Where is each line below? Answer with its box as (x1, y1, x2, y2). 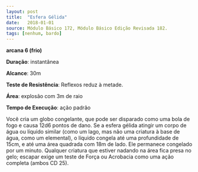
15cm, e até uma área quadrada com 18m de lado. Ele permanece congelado (6, 141, 193, 148)
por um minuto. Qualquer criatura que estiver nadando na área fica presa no (6, 147, 192, 154)
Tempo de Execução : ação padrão (6, 104, 91, 111)
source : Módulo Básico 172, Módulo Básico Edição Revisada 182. (6, 25, 168, 31)
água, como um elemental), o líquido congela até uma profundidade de (6, 134, 179, 142)
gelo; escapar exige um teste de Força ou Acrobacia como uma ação (6, 153, 174, 160)
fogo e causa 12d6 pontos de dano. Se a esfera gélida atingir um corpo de (6, 122, 187, 129)
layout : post (6, 8, 38, 15)
